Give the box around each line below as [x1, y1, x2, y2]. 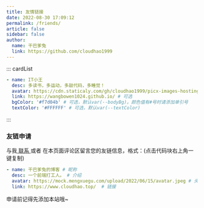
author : [6, 37, 26, 43]
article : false [6, 25, 45, 32]
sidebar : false [6, 32, 45, 38]
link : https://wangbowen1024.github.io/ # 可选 [12, 93, 132, 100]
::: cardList [6, 65, 33, 72]
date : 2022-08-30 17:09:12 [6, 15, 75, 21]
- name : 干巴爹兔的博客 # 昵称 [6, 167, 77, 173]
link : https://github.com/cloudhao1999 [12, 49, 113, 55]
